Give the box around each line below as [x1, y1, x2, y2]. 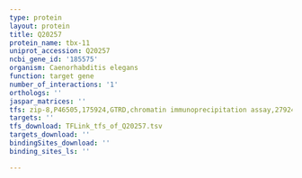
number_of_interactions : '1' [9, 80, 119, 89]
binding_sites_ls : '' [9, 147, 91, 156]
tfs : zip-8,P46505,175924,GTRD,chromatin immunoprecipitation [9, 105, 247, 114]
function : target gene [9, 72, 94, 81]
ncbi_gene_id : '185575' [9, 55, 99, 64]
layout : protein [9, 22, 70, 31]
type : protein [9, 13, 63, 22]
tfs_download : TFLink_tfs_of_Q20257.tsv [9, 122, 164, 131]
